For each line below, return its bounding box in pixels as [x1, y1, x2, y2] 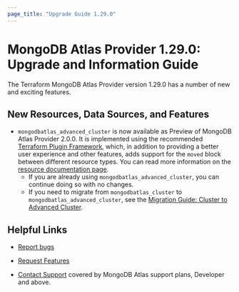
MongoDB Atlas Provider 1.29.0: [7, 41, 201, 57]
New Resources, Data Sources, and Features [7, 108, 210, 120]
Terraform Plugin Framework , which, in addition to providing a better [17, 142, 219, 151]
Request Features [17, 256, 70, 265]
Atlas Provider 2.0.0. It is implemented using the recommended [17, 135, 203, 144]
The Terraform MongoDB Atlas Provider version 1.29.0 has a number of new [7, 80, 230, 89]
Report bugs [17, 243, 55, 251]
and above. [17, 278, 51, 286]
